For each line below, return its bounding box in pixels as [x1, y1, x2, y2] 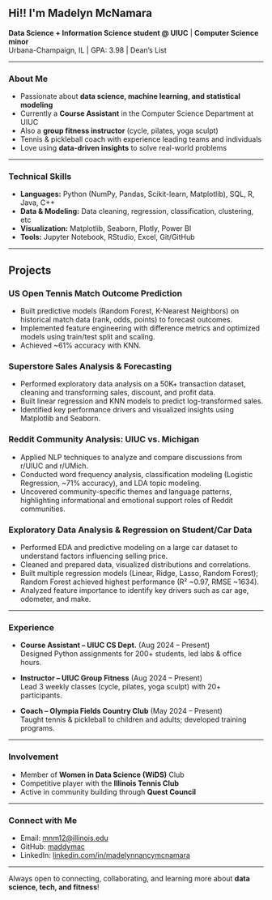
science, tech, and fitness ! [8, 882, 100, 892]
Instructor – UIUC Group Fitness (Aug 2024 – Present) [19, 673, 203, 683]
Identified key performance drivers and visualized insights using [19, 405, 235, 415]
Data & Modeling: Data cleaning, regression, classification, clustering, [19, 207, 254, 216]
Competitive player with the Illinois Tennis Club [19, 778, 180, 788]
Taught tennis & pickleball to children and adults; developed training [19, 714, 247, 724]
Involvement [8, 751, 59, 762]
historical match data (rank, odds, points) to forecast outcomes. [19, 315, 233, 325]
